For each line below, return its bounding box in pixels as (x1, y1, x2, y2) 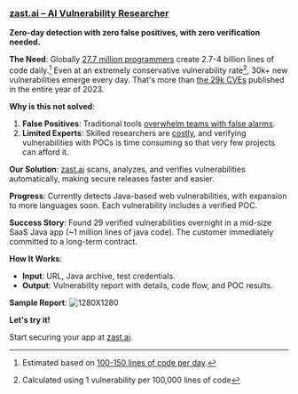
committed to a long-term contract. (9, 236, 137, 246)
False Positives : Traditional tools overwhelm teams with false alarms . (21, 118, 276, 129)
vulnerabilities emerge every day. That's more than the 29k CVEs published (9, 74, 286, 84)
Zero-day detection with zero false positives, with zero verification (9, 28, 261, 38)
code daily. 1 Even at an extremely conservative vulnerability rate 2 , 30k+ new (9, 63, 288, 76)
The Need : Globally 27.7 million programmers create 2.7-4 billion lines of (9, 54, 275, 65)
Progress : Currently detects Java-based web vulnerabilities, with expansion (9, 190, 287, 201)
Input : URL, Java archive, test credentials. (21, 270, 176, 281)
